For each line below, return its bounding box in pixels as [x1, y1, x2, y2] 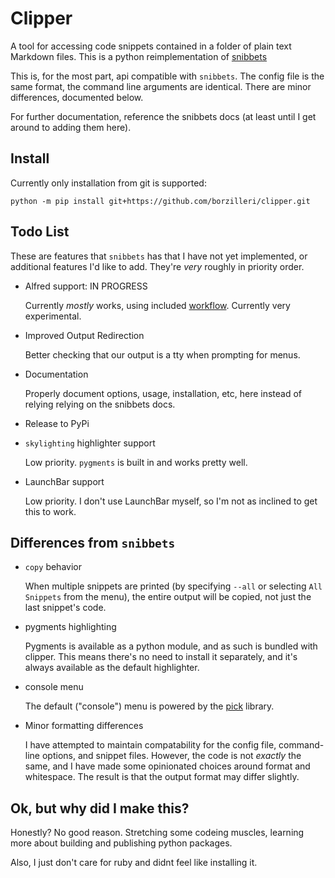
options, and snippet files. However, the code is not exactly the [41, 750, 302, 762]
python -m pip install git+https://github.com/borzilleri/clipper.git [10, 196, 311, 206]
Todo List [10, 223, 70, 241]
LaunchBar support [24, 475, 105, 487]
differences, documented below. [10, 91, 144, 103]
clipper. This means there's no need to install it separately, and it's [24, 651, 298, 663]
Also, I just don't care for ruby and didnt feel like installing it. [10, 857, 258, 869]
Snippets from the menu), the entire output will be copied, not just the [24, 591, 312, 603]
